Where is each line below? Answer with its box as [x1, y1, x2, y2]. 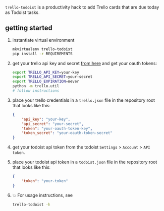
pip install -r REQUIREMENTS [12, 51, 73, 56]
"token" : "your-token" [21, 179, 68, 184]
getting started [5, 24, 53, 32]
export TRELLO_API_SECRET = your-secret [12, 74, 93, 79]
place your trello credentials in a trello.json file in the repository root [12, 97, 155, 103]
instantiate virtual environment [12, 37, 75, 43]
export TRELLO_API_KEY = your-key [12, 70, 79, 75]
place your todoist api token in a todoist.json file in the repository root [12, 159, 157, 165]
